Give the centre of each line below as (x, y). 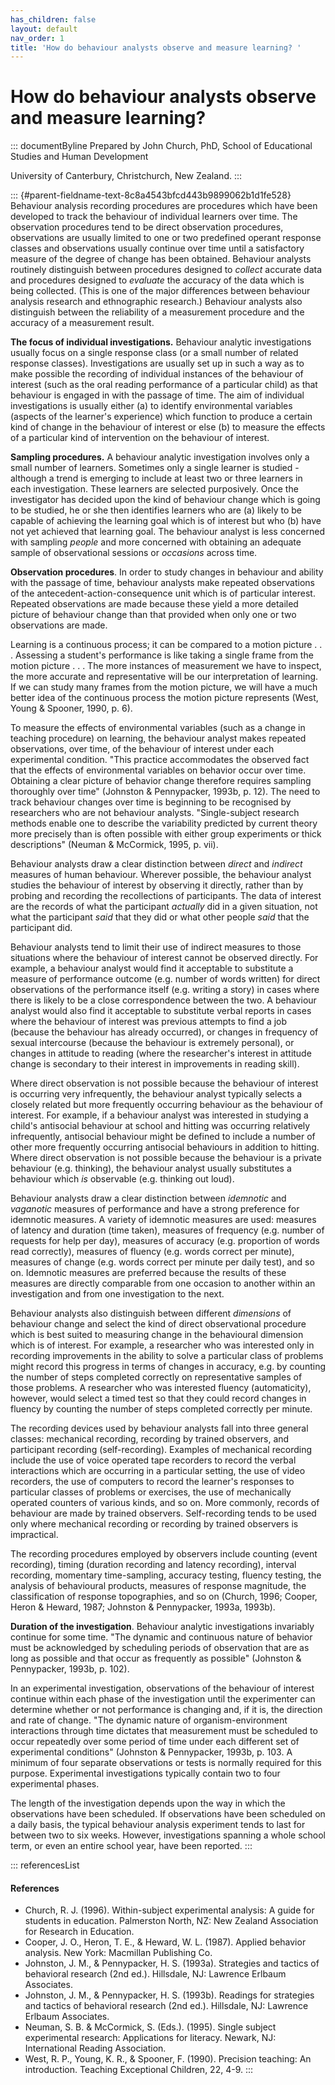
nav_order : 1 (37, 38)
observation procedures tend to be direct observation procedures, (147, 227)
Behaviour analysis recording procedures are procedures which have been (164, 206)
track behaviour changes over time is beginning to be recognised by (151, 802)
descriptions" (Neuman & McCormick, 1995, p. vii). (114, 845)
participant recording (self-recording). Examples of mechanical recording (161, 1450)
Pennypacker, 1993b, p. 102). (70, 1669)
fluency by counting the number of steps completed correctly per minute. (161, 1409)
